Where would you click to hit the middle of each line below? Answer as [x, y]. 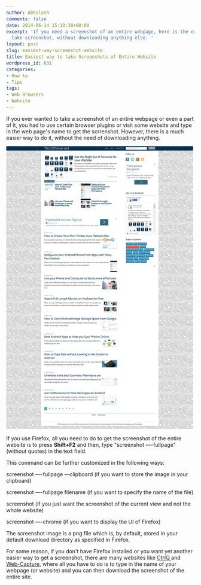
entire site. [19, 577]
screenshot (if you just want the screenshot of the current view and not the [99, 504]
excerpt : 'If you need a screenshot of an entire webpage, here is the [97, 32]
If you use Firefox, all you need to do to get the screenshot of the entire [94, 438]
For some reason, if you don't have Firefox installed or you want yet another [100, 551]
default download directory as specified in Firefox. [68, 540]
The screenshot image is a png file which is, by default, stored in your [92, 533]
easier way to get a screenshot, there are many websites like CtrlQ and [93, 557]
